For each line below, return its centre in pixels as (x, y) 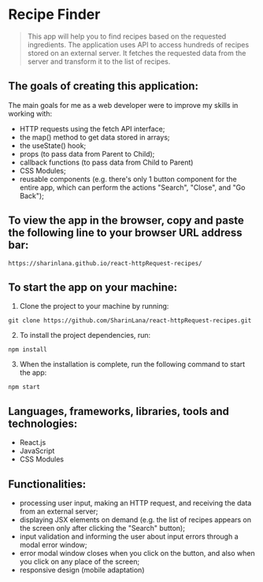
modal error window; (54, 545)
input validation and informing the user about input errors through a (129, 536)
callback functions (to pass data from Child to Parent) (106, 162)
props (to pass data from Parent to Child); (87, 154)
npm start (24, 387)
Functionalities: (47, 484)
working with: (30, 113)
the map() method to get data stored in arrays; (95, 137)
